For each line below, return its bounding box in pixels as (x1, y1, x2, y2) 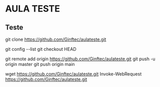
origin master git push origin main (5, 61, 75, 67)
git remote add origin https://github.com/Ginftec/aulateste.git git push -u (5, 56, 155, 62)
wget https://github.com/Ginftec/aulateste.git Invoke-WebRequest (5, 71, 142, 77)
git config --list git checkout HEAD (5, 46, 76, 52)
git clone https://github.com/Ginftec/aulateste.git (5, 36, 107, 42)
